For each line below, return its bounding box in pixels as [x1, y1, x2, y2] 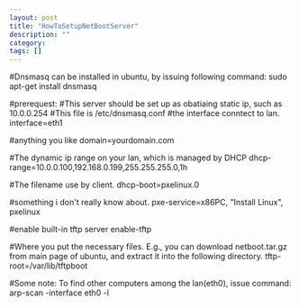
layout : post [9, 13, 59, 23]
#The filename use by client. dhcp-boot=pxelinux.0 [9, 179, 200, 190]
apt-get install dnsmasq [9, 81, 97, 92]
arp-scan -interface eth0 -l [9, 287, 110, 298]
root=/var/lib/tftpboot [9, 260, 88, 271]
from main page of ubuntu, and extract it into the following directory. [9, 251, 263, 262]
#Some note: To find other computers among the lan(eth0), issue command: [9, 278, 292, 289]
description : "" [9, 30, 70, 39]
